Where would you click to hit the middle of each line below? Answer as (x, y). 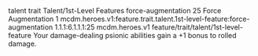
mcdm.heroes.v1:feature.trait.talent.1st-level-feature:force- (155, 19)
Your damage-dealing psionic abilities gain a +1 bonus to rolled (135, 35)
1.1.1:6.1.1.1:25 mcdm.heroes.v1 (103, 27)
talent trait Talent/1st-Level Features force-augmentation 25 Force (115, 10)
